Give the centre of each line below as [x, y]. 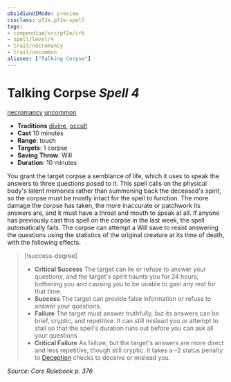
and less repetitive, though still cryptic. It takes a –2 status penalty [129, 350]
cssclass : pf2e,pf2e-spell [46, 20]
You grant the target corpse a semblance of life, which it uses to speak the [113, 176]
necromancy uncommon [42, 112]
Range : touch [37, 140]
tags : [15, 26]
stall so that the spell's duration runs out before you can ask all [124, 328]
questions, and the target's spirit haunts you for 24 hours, [117, 276]
